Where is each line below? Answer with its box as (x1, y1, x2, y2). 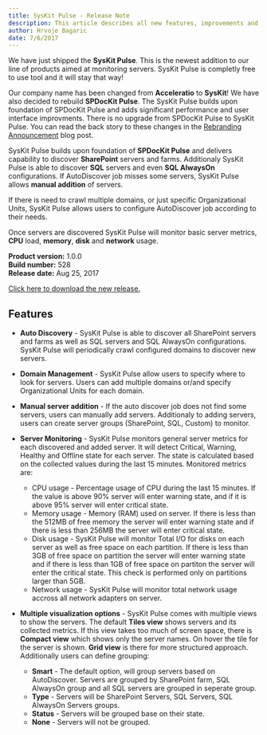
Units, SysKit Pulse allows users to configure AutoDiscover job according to (8, 204, 257, 214)
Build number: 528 (8, 260, 71, 269)
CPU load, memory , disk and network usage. (8, 236, 159, 246)
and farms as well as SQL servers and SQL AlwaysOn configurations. (19, 336, 247, 347)
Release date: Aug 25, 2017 (8, 269, 100, 278)
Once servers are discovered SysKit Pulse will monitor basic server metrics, (8, 228, 257, 238)
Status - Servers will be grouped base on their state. (31, 709, 205, 718)
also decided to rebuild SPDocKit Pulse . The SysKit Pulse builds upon (8, 96, 238, 106)
